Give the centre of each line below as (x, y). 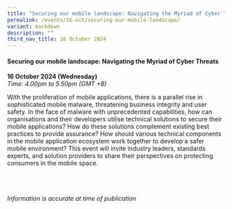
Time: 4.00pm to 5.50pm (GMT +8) (57, 84)
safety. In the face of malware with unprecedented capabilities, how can (110, 112)
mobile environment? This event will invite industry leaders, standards (106, 148)
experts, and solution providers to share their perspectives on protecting (110, 156)
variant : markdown (33, 26)
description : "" (30, 33)
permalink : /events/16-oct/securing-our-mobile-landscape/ (94, 20)
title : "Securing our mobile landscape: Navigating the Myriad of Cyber (114, 13)
